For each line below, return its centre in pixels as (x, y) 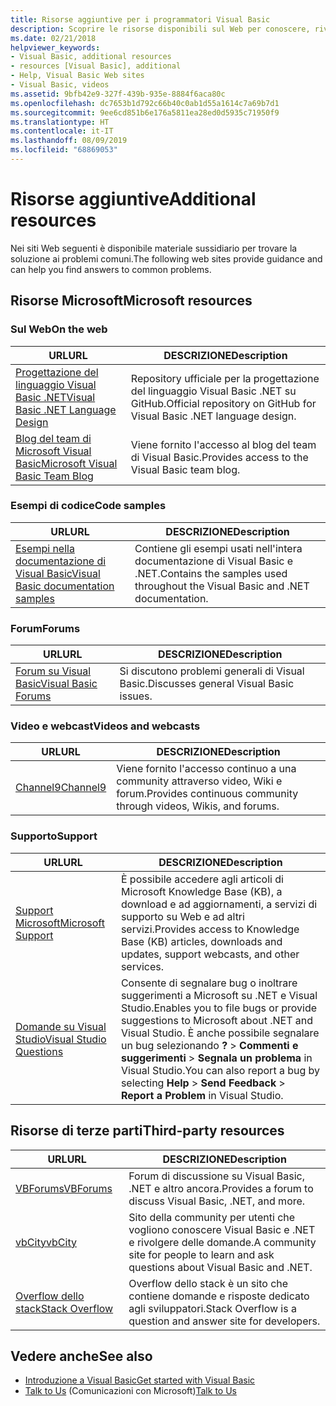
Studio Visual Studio (61, 1039)
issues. (136, 696)
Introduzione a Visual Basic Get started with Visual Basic (140, 1380)
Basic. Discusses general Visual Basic (207, 684)
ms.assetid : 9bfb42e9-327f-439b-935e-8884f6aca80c (118, 94)
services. (142, 966)
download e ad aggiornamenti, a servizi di (219, 904)
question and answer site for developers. (224, 1321)
